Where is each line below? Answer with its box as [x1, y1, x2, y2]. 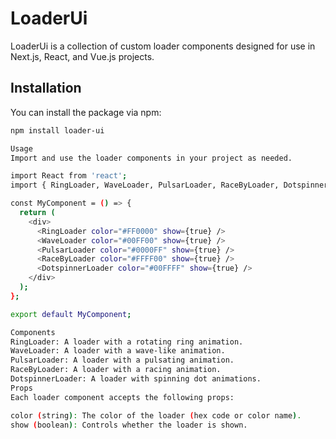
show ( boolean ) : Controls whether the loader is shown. [10, 420, 248, 430]
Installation [10, 80, 82, 97]
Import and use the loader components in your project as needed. [10, 153, 293, 163]
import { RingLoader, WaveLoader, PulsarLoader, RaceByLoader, [10, 180, 280, 191]
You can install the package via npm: [10, 106, 162, 118]
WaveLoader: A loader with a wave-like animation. [10, 346, 226, 356]
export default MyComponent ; [10, 309, 132, 319]
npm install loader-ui [10, 125, 105, 136]
